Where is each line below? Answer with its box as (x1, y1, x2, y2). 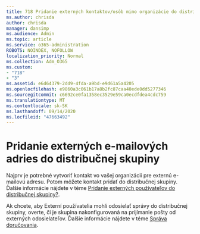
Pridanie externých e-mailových (6, 139, 168, 153)
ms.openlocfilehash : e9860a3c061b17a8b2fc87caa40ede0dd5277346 (6, 86, 167, 92)
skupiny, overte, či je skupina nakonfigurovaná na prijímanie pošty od (6, 209, 176, 216)
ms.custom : (6, 64, 33, 70)
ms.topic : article (6, 36, 52, 42)
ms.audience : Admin (6, 31, 55, 37)
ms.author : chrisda (6, 14, 55, 20)
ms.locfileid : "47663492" (6, 114, 70, 120)
